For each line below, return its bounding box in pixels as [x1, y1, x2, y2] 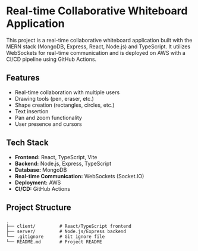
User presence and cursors [14, 120, 82, 128]
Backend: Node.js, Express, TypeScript [14, 160, 112, 167]
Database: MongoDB [14, 166, 67, 173]
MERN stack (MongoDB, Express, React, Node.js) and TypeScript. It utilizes [6, 43, 191, 50]
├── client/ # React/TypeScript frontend [6, 224, 132, 230]
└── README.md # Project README [6, 239, 102, 245]
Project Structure [6, 202, 71, 212]
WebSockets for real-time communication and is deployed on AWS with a [6, 49, 186, 56]
